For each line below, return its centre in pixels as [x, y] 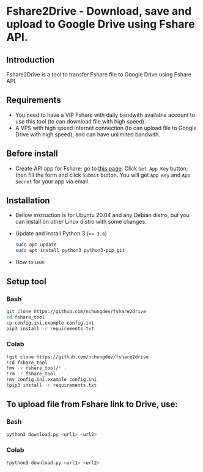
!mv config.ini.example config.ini [52, 380]
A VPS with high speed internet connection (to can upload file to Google [106, 128]
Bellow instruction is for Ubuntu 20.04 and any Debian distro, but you [102, 215]
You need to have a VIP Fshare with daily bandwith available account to [105, 115]
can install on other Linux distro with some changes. [81, 222]
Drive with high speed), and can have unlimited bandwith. [88, 134]
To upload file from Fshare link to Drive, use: [92, 404]
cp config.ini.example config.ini [50, 323]
